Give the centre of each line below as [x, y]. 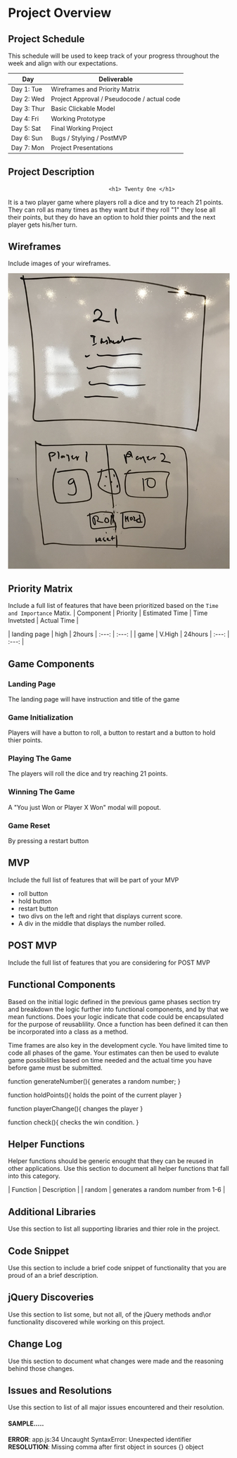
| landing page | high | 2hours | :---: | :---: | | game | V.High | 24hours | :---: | [119, 634]
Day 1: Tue [27, 89]
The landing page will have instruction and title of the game [94, 699]
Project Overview [60, 13]
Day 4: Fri [25, 118]
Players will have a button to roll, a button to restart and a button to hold [112, 733]
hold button [35, 901]
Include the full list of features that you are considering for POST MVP [109, 963]
